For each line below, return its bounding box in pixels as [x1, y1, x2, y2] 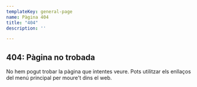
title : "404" [6, 20, 38, 25]
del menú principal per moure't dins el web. [6, 75, 112, 82]
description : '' [6, 25, 46, 31]
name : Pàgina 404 [6, 14, 49, 20]
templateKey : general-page [6, 8, 73, 15]
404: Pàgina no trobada [6, 52, 95, 62]
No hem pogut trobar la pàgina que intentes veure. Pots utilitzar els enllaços [6, 68, 191, 75]
